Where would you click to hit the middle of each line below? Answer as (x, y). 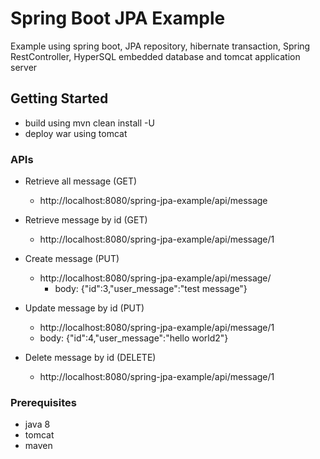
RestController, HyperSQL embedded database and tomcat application (155, 56)
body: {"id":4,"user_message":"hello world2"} (134, 338)
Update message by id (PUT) (84, 308)
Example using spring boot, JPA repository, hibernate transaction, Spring (160, 46)
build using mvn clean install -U (89, 123)
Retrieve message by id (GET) (86, 220)
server (24, 67)
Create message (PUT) (72, 259)
